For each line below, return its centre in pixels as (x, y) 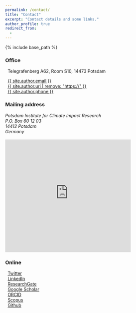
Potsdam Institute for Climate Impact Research (53, 115)
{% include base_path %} (31, 47)
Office (13, 60)
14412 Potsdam (21, 126)
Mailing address (25, 105)
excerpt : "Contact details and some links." (52, 19)
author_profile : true (28, 24)
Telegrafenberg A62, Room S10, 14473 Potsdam (57, 71)
